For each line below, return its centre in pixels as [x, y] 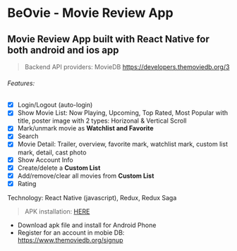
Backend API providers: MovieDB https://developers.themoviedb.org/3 [127, 67]
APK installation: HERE [57, 211]
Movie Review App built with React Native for [109, 39]
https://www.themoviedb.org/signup [70, 240]
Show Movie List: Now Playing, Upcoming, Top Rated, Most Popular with [122, 113]
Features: [21, 83]
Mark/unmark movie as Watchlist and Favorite [85, 128]
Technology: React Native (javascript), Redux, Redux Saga [92, 197]
